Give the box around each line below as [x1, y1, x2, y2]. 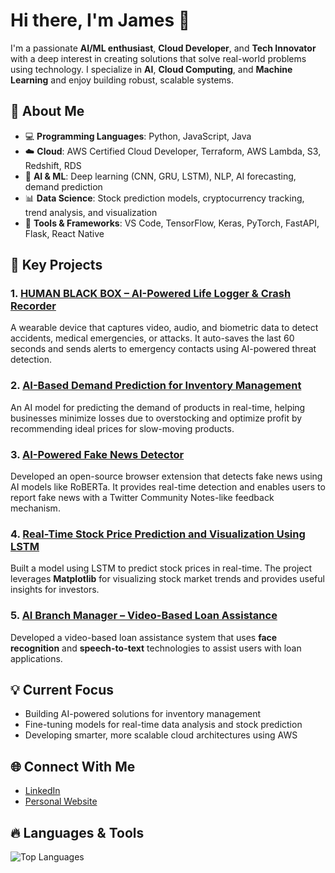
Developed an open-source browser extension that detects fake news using [10, 470, 323, 483]
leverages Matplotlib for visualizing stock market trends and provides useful [10, 573, 325, 585]
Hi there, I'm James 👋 [10, 9, 191, 32]
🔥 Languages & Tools [10, 824, 145, 841]
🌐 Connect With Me [10, 758, 136, 775]
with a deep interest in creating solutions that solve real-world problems [10, 52, 307, 64]
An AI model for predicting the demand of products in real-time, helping [10, 401, 306, 413]
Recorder [10, 299, 57, 313]
